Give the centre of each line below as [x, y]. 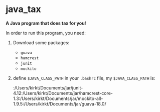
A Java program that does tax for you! [46, 23]
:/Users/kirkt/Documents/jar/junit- [48, 88]
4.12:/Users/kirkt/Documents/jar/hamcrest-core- [63, 93]
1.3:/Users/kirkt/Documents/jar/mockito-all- [58, 98]
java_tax [24, 9]
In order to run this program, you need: [46, 33]
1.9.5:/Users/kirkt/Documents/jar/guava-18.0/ [60, 103]
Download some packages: [41, 42]
